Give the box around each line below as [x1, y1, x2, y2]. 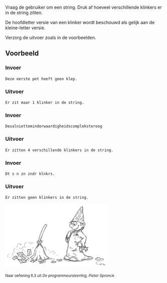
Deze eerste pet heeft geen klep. [5, 76, 78, 81]
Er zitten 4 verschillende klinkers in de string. [5, 147, 114, 153]
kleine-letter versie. [5, 25, 46, 31]
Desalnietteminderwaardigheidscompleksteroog [5, 124, 102, 129]
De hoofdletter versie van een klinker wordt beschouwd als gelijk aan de [5, 20, 155, 25]
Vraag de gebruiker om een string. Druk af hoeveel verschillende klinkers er [5, 5, 162, 10]
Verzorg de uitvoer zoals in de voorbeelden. [5, 35, 97, 40]
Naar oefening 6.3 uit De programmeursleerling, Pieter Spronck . [5, 273, 116, 278]
